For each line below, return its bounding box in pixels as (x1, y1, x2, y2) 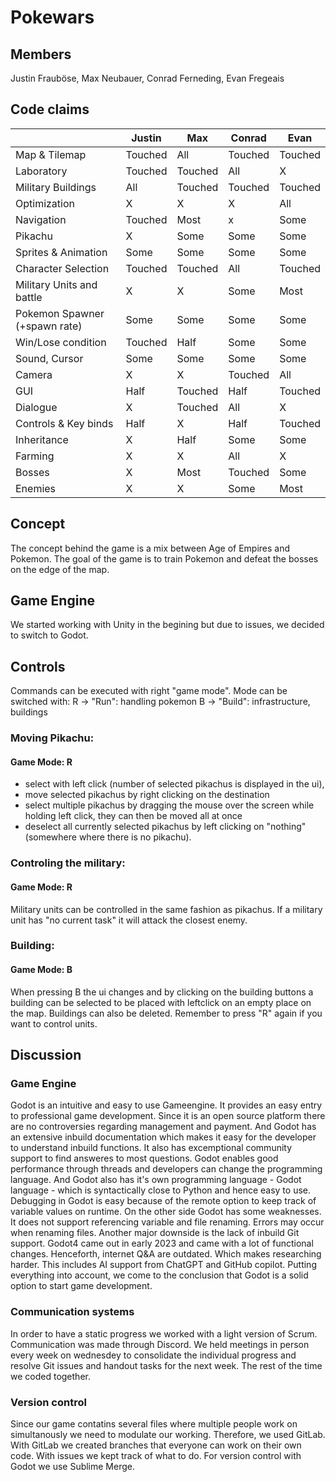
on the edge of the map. (10, 563, 110, 575)
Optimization (15, 196, 76, 210)
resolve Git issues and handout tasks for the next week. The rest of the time (10, 1359, 323, 1371)
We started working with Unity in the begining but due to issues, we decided (10, 619, 325, 631)
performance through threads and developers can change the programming (10, 1163, 323, 1175)
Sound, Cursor (15, 351, 84, 365)
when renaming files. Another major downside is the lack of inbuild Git (10, 1227, 300, 1239)
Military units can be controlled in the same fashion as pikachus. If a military (10, 903, 323, 915)
